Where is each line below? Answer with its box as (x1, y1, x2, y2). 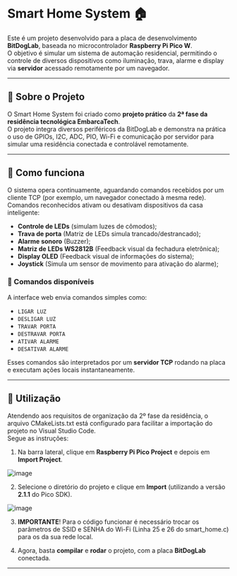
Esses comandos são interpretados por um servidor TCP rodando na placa (7, 358, 226, 366)
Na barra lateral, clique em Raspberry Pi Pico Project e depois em (17, 447, 210, 456)
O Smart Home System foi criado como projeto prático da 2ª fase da (7, 110, 208, 118)
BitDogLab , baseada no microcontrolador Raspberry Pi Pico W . (7, 41, 193, 49)
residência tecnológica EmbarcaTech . (7, 117, 121, 126)
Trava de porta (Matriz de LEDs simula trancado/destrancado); (17, 229, 201, 237)
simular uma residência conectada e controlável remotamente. (7, 139, 189, 148)
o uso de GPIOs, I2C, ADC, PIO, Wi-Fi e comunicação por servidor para (7, 132, 214, 141)
